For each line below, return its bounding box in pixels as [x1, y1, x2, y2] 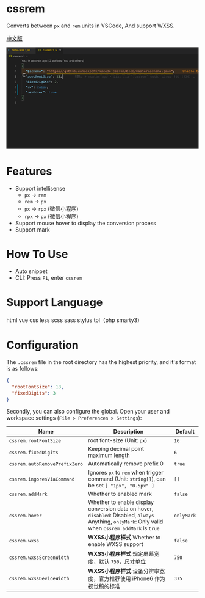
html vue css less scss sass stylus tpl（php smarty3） [6, 316, 143, 324]
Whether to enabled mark [88, 490, 153, 497]
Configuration [6, 338, 79, 352]
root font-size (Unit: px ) [88, 436, 148, 444]
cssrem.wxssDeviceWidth [9, 576, 70, 582]
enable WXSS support [88, 541, 143, 548]
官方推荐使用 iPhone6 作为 [98, 575, 166, 582]
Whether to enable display [88, 498, 154, 506]
